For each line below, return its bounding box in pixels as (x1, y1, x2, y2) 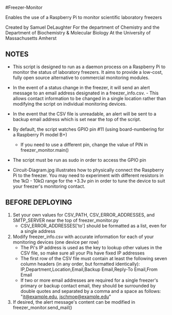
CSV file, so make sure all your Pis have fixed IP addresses (20, 250, 145, 256)
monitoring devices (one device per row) (12, 239, 99, 245)
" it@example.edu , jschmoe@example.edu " (20, 293, 111, 300)
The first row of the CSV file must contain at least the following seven (20, 255, 167, 261)
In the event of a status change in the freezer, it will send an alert (12, 84, 150, 90)
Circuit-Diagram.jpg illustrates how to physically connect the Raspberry (12, 167, 164, 173)
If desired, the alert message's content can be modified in (12, 299, 135, 305)
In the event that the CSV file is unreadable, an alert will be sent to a (12, 110, 157, 117)
